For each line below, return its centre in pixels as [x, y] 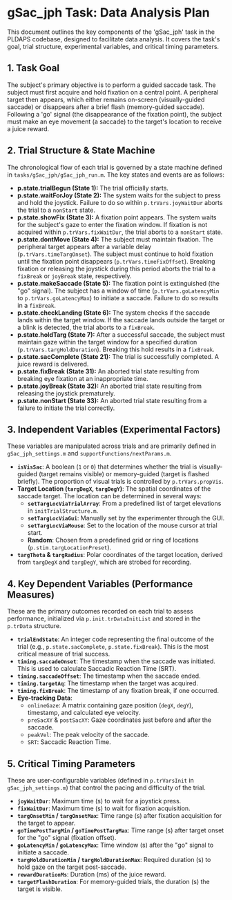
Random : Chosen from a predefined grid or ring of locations [113, 540]
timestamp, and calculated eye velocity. [84, 713]
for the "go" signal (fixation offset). [67, 838]
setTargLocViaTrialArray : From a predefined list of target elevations [124, 503]
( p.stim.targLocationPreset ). [69, 547]
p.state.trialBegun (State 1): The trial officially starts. [93, 188]
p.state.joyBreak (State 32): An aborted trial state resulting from [109, 386]
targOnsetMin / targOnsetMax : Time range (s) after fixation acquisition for [119, 815]
